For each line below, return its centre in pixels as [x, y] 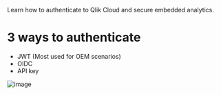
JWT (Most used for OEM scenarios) [69, 56]
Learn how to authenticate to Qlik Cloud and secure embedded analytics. [111, 10]
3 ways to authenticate [74, 38]
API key [28, 70]
